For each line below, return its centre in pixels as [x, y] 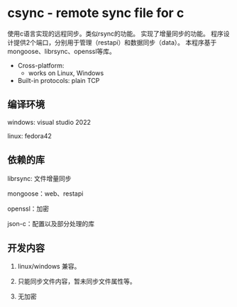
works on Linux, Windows [66, 73]
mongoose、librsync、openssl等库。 [61, 51]
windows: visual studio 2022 [49, 122]
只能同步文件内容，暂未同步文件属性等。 [77, 281]
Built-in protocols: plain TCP [59, 80]
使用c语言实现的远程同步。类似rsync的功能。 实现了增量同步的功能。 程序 [115, 33]
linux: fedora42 [29, 135]
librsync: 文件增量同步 [40, 178]
